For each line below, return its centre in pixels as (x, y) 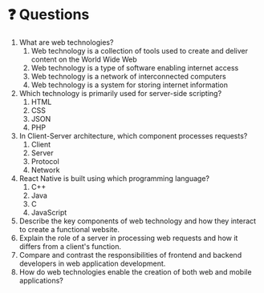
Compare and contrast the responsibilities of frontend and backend (130, 255)
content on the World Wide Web (84, 59)
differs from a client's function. (70, 246)
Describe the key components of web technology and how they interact (138, 221)
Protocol (45, 161)
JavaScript (49, 212)
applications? (41, 280)
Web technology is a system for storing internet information (130, 85)
